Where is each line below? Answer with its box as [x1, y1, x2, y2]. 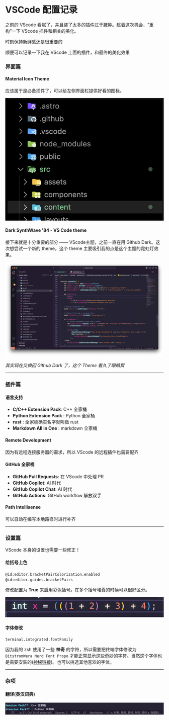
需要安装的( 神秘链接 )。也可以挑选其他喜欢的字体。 [9, 659, 115, 665]
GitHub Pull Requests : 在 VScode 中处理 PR [12, 473, 104, 480]
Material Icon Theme [5, 76, 49, 82]
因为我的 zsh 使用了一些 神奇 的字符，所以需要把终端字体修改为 [5, 647, 137, 653]
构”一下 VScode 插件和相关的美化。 [5, 28, 79, 34]
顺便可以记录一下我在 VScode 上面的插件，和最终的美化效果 [5, 49, 130, 55]
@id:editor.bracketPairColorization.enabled [5, 572, 100, 577]
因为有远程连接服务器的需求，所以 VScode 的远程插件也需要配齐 [5, 449, 139, 455]
